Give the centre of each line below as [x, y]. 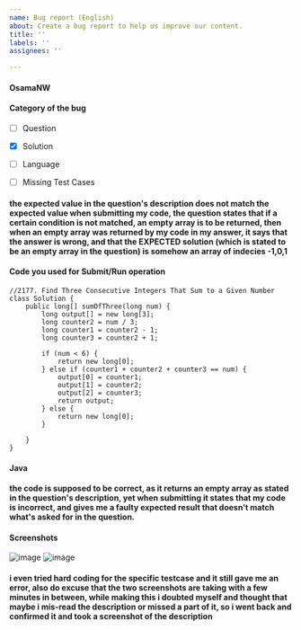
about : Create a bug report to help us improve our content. [126, 26]
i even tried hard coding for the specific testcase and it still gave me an [144, 578]
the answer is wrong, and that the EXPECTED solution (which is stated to [147, 241]
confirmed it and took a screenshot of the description [111, 616]
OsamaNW [30, 87]
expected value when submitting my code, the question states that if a [143, 213]
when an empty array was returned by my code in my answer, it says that [148, 232]
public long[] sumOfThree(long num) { [98, 306]
